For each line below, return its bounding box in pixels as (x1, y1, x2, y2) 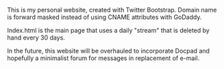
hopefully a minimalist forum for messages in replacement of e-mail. (7, 54, 200, 62)
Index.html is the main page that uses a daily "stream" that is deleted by (7, 27, 210, 34)
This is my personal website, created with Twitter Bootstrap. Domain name (7, 6, 217, 14)
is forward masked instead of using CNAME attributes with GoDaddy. (7, 13, 202, 21)
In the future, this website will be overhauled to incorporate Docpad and (7, 47, 210, 55)
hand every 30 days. (7, 33, 65, 42)
